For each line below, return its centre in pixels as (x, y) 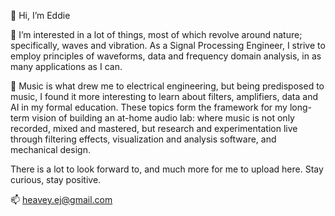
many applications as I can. (66, 66)
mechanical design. (50, 149)
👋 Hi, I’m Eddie (40, 15)
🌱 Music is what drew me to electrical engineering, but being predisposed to (167, 86)
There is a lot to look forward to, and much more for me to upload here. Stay (167, 169)
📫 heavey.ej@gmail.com (61, 199)
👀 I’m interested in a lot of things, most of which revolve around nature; (156, 34)
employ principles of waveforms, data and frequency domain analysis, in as (166, 56)
